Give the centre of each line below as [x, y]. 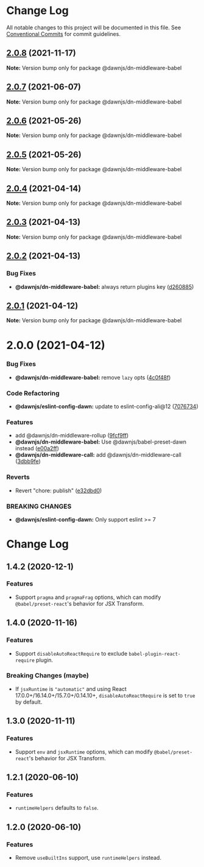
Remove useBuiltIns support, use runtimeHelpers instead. [88, 857]
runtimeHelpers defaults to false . [57, 808]
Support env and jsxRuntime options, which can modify [84, 752]
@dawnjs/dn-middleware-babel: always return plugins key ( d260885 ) [104, 286]
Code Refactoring [33, 393]
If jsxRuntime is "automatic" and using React [71, 688]
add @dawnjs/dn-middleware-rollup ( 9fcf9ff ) [72, 436]
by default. [29, 702]
